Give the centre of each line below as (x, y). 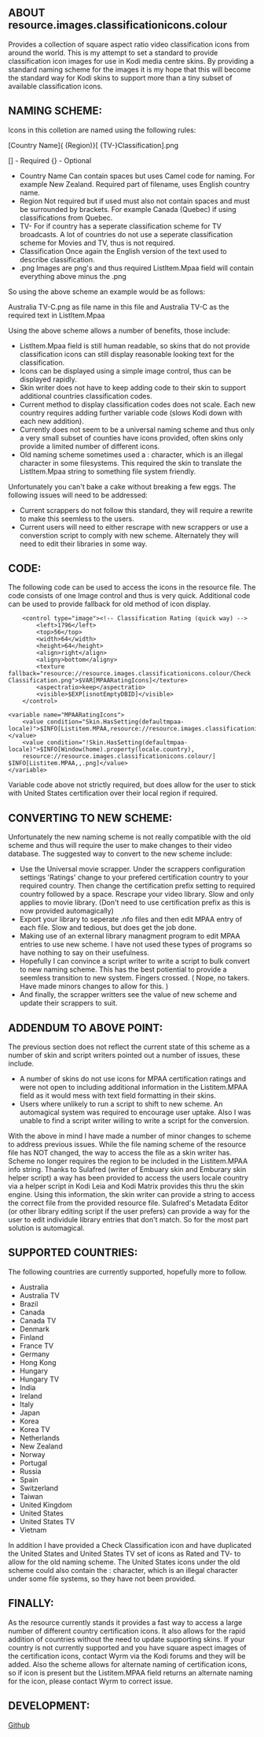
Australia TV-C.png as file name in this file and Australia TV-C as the (119, 307)
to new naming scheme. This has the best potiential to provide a (123, 969)
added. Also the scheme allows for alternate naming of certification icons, (128, 1664)
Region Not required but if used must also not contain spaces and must (135, 201)
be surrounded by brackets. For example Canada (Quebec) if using (128, 209)
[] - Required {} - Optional (50, 160)
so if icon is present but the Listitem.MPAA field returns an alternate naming (130, 1672)
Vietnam (33, 1530)
